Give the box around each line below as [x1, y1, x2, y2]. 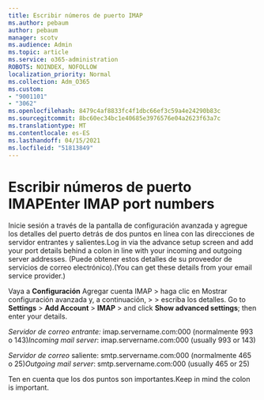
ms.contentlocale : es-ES [8, 129, 90, 137]
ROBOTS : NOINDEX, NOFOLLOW [8, 63, 97, 71]
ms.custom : [8, 85, 44, 93]
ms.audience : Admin [8, 41, 73, 49]
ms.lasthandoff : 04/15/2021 [8, 136, 101, 145]
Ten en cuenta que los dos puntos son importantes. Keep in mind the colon [8, 375, 251, 384]
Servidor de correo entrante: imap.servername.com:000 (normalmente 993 [8, 327, 254, 337]
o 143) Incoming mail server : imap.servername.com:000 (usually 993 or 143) [8, 335, 256, 345]
